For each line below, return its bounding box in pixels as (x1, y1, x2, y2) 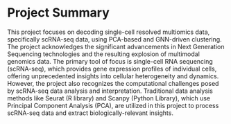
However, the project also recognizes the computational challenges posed (7, 79, 219, 87)
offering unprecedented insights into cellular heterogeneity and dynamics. (7, 71, 219, 80)
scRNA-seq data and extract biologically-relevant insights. (7, 109, 173, 117)
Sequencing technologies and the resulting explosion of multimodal (7, 50, 200, 58)
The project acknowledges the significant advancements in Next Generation (7, 42, 225, 51)
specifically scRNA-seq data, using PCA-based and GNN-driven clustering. (7, 35, 222, 43)
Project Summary (7, 5, 110, 21)
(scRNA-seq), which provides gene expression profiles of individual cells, (7, 64, 217, 73)
